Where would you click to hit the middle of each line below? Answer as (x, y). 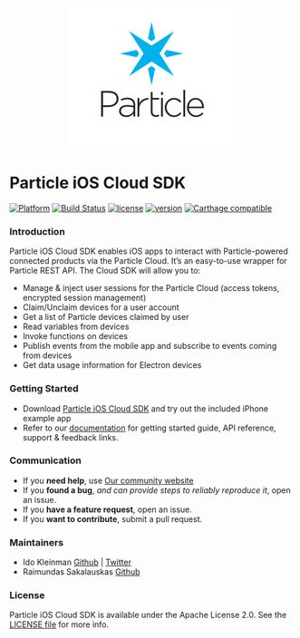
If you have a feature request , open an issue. (107, 509)
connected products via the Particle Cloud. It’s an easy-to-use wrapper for (148, 261)
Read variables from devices (76, 327)
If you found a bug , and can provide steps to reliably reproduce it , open (157, 490)
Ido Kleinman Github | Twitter (77, 562)
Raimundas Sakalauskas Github (81, 572)
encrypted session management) (84, 298)
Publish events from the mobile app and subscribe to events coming (150, 346)
